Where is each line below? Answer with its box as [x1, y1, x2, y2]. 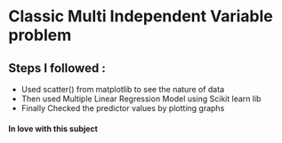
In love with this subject [8, 123, 99, 134]
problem [8, 25, 72, 45]
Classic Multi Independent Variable [8, 6, 273, 27]
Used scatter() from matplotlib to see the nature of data [20, 84, 224, 94]
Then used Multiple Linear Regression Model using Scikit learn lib [20, 93, 262, 104]
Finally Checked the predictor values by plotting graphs [20, 103, 225, 113]
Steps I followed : [8, 60, 106, 75]
